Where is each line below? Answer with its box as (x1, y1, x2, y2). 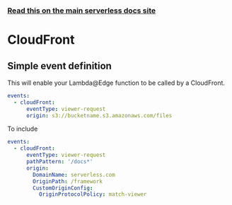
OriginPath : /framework (33, 177, 103, 185)
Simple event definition (7, 59, 112, 72)
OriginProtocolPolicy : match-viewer (38, 191, 147, 198)
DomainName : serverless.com (33, 171, 115, 178)
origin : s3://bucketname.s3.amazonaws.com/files (25, 112, 173, 119)
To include (7, 124, 38, 133)
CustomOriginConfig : (33, 184, 93, 192)
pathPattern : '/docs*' (25, 158, 93, 165)
